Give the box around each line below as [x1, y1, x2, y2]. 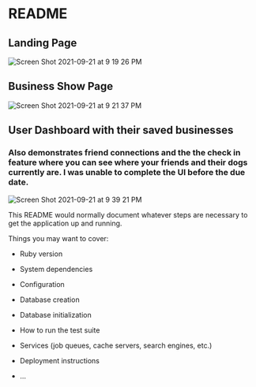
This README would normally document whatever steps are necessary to [8, 210, 248, 219]
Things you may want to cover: [8, 233, 109, 243]
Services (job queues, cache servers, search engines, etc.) [19, 340, 213, 350]
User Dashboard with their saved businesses [8, 124, 234, 137]
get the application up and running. [8, 218, 122, 228]
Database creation [19, 295, 81, 304]
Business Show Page [8, 80, 114, 93]
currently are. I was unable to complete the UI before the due [8, 167, 246, 178]
